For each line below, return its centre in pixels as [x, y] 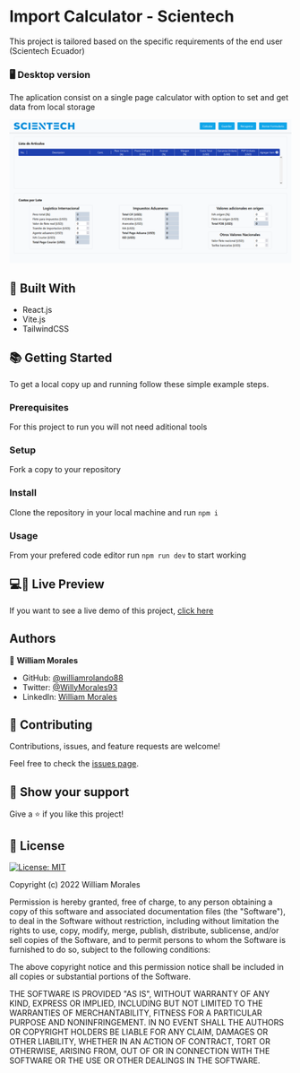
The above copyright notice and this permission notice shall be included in [146, 967]
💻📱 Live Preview [57, 584]
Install [23, 493]
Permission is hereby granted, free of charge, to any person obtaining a [141, 902]
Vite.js [34, 319]
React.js [37, 309]
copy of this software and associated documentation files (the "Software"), [148, 912]
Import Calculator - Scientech [122, 17]
